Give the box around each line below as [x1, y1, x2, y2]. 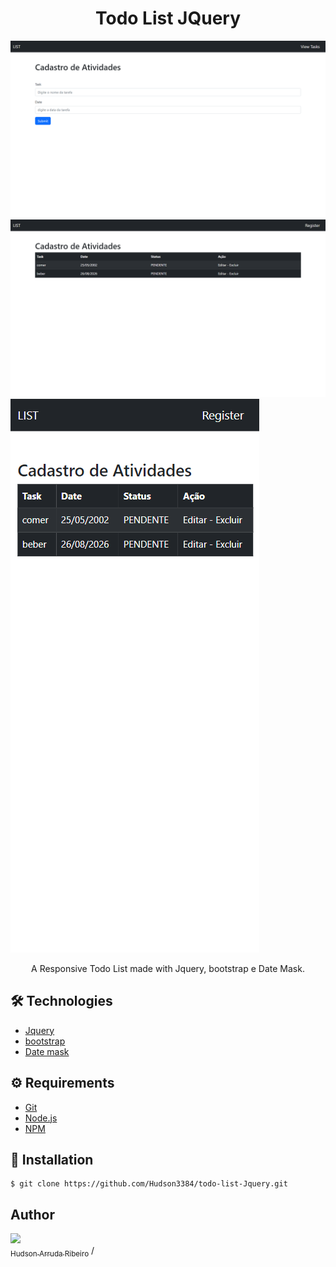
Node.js [24, 1112, 58, 1124]
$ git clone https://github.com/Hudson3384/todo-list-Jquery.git [10, 1179, 288, 1189]
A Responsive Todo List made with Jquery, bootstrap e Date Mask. [31, 962, 305, 974]
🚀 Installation [10, 1151, 94, 1168]
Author [10, 1206, 55, 1223]
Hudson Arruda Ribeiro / [10, 1245, 95, 1259]
